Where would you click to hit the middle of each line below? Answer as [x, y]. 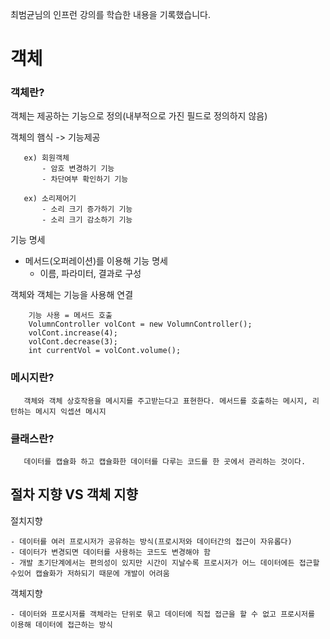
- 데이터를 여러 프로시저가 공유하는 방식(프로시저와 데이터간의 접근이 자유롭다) [151, 541]
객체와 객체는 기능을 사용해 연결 [72, 295]
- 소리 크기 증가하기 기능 [87, 209]
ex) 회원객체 [46, 158]
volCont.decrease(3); [73, 342]
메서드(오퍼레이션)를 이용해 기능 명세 [96, 261]
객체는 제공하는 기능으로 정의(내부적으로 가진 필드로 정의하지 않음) [139, 116]
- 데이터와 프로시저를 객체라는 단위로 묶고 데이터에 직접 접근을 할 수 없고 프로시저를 [162, 614]
